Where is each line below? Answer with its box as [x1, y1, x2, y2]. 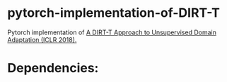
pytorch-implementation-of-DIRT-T [7, 5, 221, 21]
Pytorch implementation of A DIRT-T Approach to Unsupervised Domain [7, 28, 217, 36]
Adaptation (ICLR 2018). [7, 35, 77, 43]
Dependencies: [7, 60, 99, 76]
